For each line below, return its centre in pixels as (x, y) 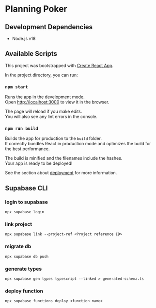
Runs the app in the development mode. (45, 97)
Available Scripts (31, 54)
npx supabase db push (27, 257)
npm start (16, 87)
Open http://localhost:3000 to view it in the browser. (57, 102)
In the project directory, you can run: (41, 75)
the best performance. (27, 149)
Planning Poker (36, 9)
